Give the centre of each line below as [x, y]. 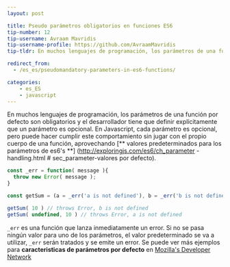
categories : [24, 82]
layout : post [26, 13]
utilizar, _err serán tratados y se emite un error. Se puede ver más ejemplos [114, 242]
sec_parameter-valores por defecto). [104, 158]
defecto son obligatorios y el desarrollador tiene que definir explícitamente [112, 122]
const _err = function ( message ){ [58, 171]
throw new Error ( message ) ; [55, 177]
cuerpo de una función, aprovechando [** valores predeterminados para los [114, 144]
